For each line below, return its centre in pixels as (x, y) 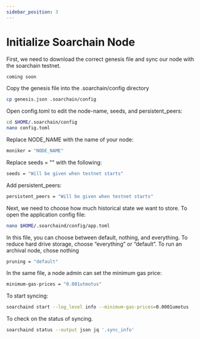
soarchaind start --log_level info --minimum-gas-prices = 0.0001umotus (98, 307)
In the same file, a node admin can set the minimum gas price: (84, 273)
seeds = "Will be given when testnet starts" (65, 173)
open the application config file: (46, 215)
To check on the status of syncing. (50, 319)
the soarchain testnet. (34, 65)
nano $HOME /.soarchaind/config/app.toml (58, 226)
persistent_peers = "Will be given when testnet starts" (80, 196)
